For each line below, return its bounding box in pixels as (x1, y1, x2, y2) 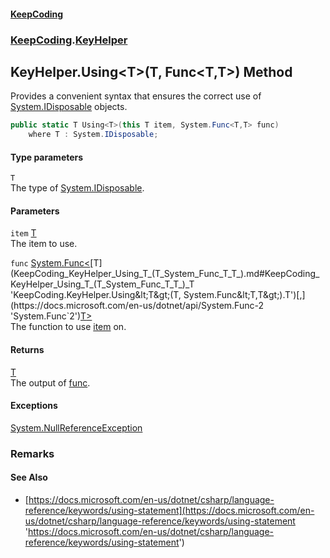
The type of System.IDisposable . (10, 182, 145, 194)
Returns (10, 344, 45, 356)
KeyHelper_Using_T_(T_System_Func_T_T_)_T (10, 278, 195, 290)
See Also (10, 471, 48, 484)
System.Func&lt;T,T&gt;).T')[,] (183, 289, 306, 301)
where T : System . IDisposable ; (28, 130, 159, 140)
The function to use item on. (10, 321, 127, 333)
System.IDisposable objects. (10, 101, 128, 113)
